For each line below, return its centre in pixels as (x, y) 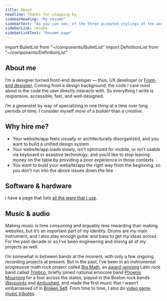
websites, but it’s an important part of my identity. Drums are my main (76, 231)
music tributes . (20, 294)
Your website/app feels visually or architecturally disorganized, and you (85, 139)
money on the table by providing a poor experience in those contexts (83, 159)
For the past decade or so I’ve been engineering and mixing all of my (76, 242)
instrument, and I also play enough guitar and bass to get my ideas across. (82, 236)
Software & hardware (39, 186)
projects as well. (22, 247)
